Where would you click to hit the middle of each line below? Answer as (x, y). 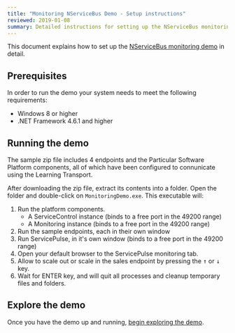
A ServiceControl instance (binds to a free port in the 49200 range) (125, 216)
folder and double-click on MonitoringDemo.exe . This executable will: (106, 195)
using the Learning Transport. (50, 175)
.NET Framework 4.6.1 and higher (65, 121)
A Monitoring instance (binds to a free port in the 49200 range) (119, 224)
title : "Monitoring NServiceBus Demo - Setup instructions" (97, 14)
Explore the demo (47, 305)
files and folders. (42, 283)
